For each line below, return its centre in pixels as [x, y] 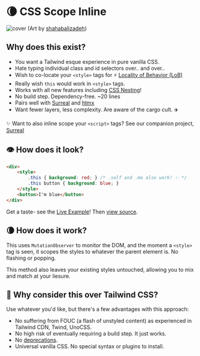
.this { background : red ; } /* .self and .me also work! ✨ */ [107, 178]
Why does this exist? [46, 47]
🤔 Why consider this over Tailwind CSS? [82, 294]
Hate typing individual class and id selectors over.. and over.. [90, 68]
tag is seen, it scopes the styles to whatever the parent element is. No [92, 251]
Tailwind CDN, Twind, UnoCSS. [53, 327]
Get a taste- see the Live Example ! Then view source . [72, 212]
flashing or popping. [31, 258]
